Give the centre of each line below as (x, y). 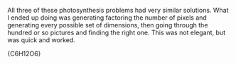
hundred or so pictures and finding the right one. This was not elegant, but (117, 32)
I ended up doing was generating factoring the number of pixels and (107, 18)
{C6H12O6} (24, 53)
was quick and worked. (42, 40)
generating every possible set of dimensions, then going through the (108, 25)
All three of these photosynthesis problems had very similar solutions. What (118, 10)
